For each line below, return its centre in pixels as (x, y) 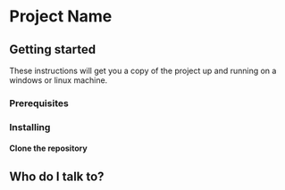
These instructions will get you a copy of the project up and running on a (143, 70)
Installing (30, 127)
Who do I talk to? (57, 176)
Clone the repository (48, 148)
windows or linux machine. (59, 80)
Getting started (53, 50)
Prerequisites (39, 103)
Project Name (61, 17)
